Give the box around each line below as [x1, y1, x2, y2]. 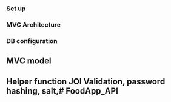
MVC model [6, 56, 52, 66]
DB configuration [6, 36, 58, 45]
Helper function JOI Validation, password [6, 76, 166, 86]
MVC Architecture [6, 20, 61, 29]
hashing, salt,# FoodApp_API [6, 86, 118, 96]
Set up [6, 4, 26, 13]
